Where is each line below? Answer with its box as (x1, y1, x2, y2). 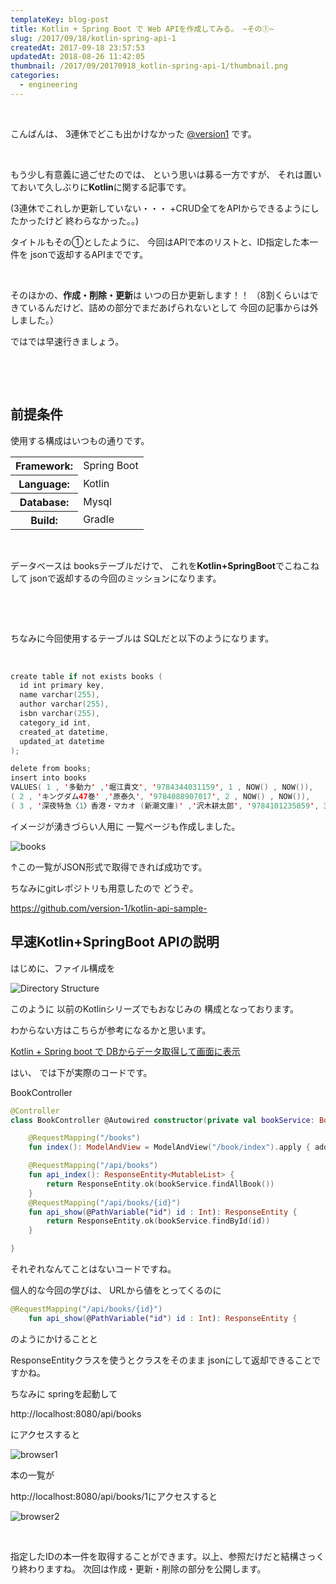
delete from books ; (10, 764, 92, 774)
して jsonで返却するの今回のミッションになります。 (10, 572, 222, 584)
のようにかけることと (10, 1332, 98, 1345)
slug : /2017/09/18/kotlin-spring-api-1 (10, 33, 177, 43)
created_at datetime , (19, 727, 110, 737)
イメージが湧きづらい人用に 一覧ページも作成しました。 (10, 820, 241, 832)
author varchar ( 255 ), (19, 699, 110, 710)
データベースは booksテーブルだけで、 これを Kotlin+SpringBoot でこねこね (10, 559, 320, 571)
